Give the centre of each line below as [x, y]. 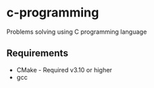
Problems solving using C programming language [77, 32]
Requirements [37, 53]
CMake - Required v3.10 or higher [64, 69]
